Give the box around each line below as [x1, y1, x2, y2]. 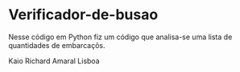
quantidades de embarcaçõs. [8, 40, 106, 50]
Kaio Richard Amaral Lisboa [8, 56, 100, 66]
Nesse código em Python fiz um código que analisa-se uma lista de [8, 32, 233, 42]
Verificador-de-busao [8, 6, 159, 24]
